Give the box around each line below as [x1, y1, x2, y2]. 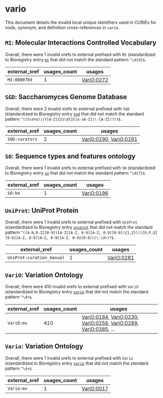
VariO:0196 [81, 190, 109, 197]
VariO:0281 [107, 255, 134, 261]
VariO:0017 [81, 385, 109, 392]
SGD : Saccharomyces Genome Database [5, 93, 127, 101]
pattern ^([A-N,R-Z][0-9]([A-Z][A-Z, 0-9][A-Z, [5, 229, 101, 236]
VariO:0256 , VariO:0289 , [81, 320, 139, 326]
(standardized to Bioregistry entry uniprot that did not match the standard [5, 224, 153, 230]
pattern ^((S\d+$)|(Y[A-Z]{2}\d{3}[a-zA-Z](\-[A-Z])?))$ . [5, 116, 122, 122]
